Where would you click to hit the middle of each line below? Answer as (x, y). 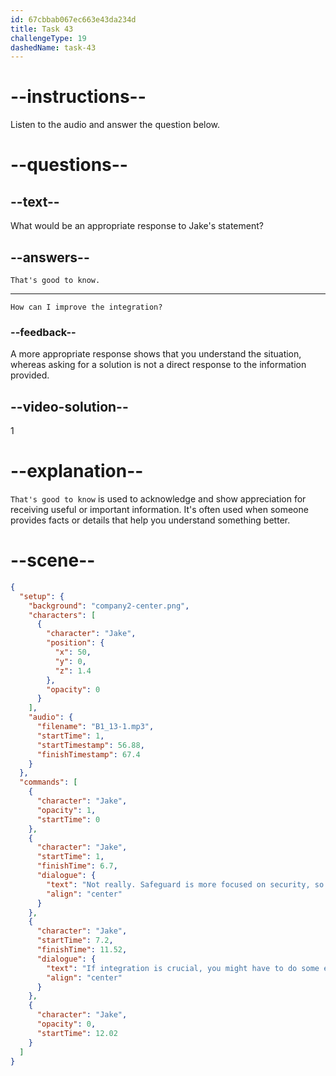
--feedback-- (43, 332)
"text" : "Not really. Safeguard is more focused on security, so (185, 884)
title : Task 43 (42, 29)
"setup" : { (42, 596)
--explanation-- (77, 471)
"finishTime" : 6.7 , (77, 866)
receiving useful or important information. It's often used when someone (159, 510)
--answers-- (50, 257)
